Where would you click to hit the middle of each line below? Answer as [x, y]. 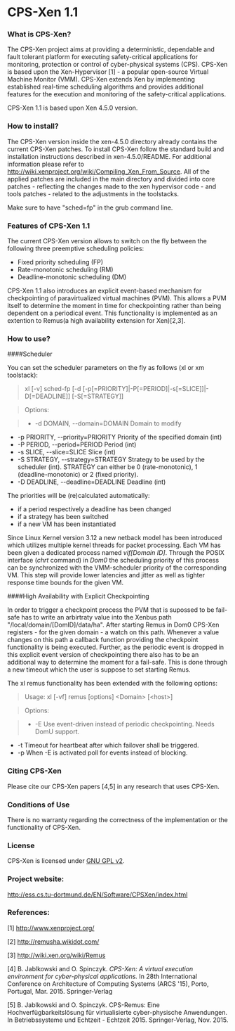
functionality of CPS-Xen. [44, 827]
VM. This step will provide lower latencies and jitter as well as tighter [106, 575]
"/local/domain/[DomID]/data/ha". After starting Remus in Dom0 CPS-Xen [113, 625]
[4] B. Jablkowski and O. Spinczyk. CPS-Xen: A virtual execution [100, 968]
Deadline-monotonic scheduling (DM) [72, 277]
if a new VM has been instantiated [67, 524]
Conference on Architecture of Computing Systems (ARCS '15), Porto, [108, 984]
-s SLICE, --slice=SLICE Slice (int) [66, 452]
